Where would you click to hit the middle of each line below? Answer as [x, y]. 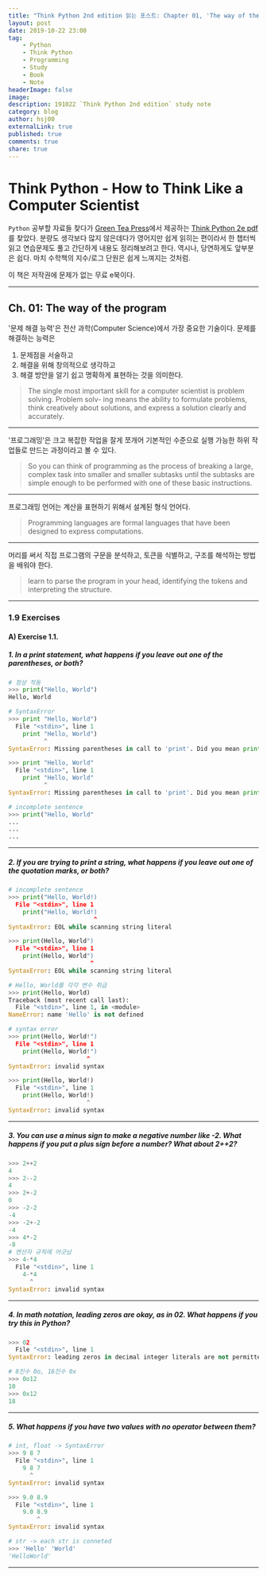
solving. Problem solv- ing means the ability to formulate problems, [137, 400]
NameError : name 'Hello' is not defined [76, 1015]
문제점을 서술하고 [46, 355]
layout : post [30, 23]
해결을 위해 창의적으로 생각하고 [68, 365]
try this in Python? [39, 1324]
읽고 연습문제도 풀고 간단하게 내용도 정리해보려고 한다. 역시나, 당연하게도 [120, 248]
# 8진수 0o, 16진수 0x [43, 1372]
